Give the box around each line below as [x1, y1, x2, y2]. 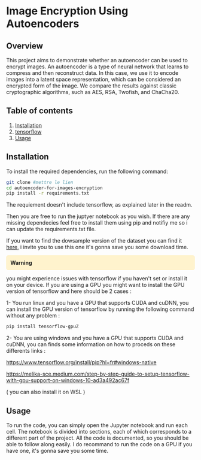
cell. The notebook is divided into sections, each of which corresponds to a [6, 428, 192, 435]
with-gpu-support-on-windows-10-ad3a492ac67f [6, 377, 130, 384]
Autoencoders [6, 17, 80, 31]
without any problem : [6, 312, 60, 319]
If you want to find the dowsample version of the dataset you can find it [6, 237, 182, 244]
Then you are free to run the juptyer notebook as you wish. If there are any [6, 213, 190, 220]
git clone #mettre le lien [6, 179, 74, 185]
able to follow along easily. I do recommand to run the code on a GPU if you [6, 440, 193, 447]
